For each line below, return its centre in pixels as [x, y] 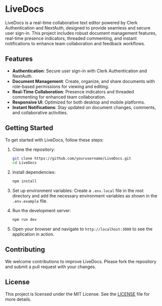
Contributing [25, 250]
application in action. [33, 234]
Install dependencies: [34, 172]
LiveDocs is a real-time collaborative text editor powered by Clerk [71, 23]
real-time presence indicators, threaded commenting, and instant [71, 38]
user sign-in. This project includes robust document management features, [81, 33]
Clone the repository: [34, 149]
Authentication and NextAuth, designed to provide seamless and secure [78, 28]
